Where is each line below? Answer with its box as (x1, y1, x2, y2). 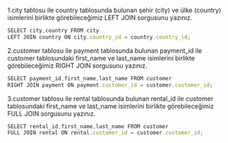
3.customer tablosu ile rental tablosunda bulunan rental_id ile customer (7, 94, 214, 103)
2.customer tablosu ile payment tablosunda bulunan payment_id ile (7, 46, 203, 55)
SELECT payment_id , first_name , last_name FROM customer (7, 75, 172, 82)
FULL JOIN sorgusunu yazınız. (7, 109, 96, 118)
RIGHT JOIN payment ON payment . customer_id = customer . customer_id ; (7, 81, 213, 89)
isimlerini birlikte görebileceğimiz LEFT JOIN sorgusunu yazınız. (7, 13, 193, 22)
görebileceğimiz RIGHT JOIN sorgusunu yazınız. (7, 61, 148, 70)
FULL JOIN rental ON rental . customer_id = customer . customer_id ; (7, 130, 203, 137)
